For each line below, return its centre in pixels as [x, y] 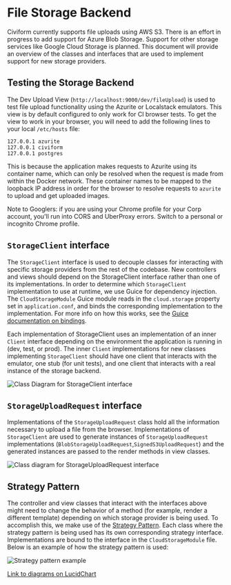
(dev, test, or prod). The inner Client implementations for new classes [107, 348]
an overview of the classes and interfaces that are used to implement [106, 54]
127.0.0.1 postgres [35, 153]
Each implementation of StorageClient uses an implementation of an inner [112, 334]
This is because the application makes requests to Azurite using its [102, 166]
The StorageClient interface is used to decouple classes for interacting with [115, 262]
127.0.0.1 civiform [35, 147]
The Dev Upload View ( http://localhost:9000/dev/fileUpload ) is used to [111, 99]
